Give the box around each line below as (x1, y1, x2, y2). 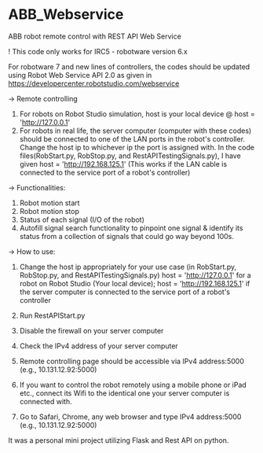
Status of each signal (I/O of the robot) (19, 215, 145, 224)
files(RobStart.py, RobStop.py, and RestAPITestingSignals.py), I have (19, 151, 241, 160)
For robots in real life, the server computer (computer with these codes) (19, 126, 252, 135)
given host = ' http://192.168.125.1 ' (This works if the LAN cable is (19, 159, 228, 168)
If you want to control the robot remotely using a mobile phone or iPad (19, 380, 247, 389)
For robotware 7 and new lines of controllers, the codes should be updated (8, 61, 250, 72)
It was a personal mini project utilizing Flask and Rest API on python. (8, 435, 229, 445)
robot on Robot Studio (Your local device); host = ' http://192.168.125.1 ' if (19, 278, 250, 288)
